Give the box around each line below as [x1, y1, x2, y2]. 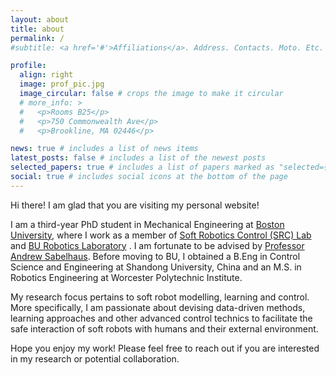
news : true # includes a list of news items [10, 144, 199, 154]
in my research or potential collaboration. [10, 352, 180, 365]
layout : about [10, 14, 70, 25]
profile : [10, 61, 47, 71]
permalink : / [10, 33, 65, 43]
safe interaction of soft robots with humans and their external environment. [10, 322, 319, 335]
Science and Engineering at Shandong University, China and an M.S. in [10, 261, 302, 273]
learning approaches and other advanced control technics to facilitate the [10, 312, 313, 324]
